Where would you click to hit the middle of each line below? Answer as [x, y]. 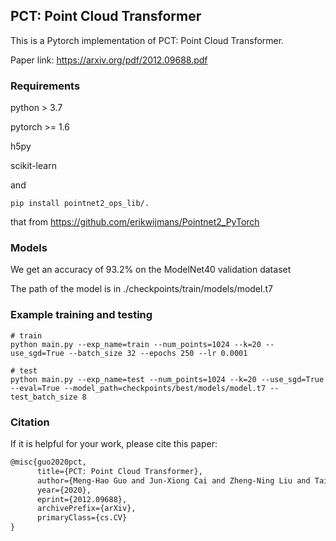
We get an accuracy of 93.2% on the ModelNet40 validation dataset [151, 270]
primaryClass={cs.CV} [82, 518]
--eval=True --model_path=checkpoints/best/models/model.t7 [138, 388]
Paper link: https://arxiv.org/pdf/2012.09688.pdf [109, 60]
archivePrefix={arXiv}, [86, 509]
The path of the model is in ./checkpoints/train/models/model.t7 [141, 289]
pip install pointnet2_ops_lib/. [80, 204]
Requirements [45, 86]
